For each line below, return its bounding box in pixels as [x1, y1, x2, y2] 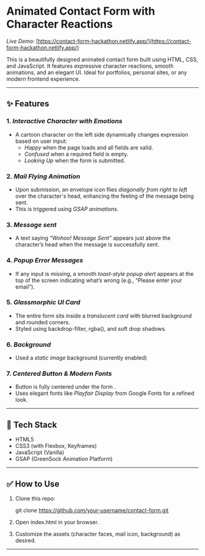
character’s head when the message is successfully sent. [15, 241, 160, 248]
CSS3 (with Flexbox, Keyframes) [15, 442, 97, 450]
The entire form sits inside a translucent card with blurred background [15, 312, 192, 319]
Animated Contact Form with [6, 4, 156, 18]
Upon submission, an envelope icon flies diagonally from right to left [15, 186, 187, 193]
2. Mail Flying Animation [6, 172, 81, 181]
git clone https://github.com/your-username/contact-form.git [15, 507, 169, 514]
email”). [15, 283, 35, 291]
